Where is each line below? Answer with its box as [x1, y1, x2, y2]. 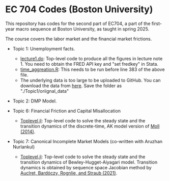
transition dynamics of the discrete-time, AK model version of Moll [20, 123, 160, 129]
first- [151, 20, 162, 27]
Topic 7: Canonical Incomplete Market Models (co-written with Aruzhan [12, 138, 163, 144]
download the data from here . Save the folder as [20, 83, 122, 89]
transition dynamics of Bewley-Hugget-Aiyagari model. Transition [20, 159, 158, 165]
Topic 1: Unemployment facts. [12, 45, 75, 51]
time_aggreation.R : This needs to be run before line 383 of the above [20, 66, 165, 72]
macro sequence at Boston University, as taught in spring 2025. [15, 25, 150, 32]
